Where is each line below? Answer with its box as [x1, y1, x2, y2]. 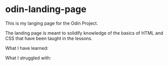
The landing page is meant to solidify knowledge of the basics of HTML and [5, 30, 163, 36]
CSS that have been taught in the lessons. [5, 35, 93, 41]
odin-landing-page [5, 4, 87, 15]
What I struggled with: [5, 54, 52, 61]
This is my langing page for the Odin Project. [5, 20, 98, 26]
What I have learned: [5, 45, 49, 51]
